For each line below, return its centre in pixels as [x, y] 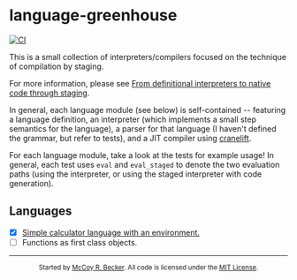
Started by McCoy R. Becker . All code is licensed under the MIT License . [148, 267]
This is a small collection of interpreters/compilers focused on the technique [148, 57]
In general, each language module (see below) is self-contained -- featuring [148, 110]
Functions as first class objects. [80, 242]
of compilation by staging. [57, 66]
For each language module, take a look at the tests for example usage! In [141, 155]
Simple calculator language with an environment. [111, 232]
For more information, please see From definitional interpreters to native [140, 83]
